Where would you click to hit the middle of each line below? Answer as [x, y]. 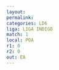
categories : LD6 [27, 23]
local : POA [20, 40]
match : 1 [17, 35]
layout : [16, 12]
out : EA [16, 57]
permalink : [20, 18]
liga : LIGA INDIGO [29, 29]
